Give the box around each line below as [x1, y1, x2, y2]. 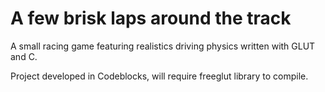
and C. [10, 50, 38, 62]
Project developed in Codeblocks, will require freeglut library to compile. [10, 70, 309, 82]
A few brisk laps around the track [10, 7, 292, 30]
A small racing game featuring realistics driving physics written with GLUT [10, 40, 316, 52]
